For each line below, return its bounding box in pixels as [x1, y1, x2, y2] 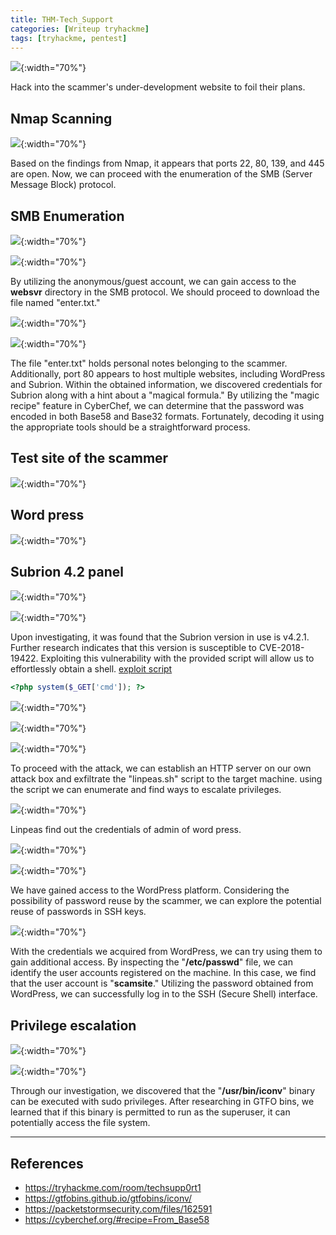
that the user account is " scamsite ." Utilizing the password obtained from [10, 977, 314, 990]
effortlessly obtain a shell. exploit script [10, 663, 173, 675]
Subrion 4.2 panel [10, 564, 124, 581]
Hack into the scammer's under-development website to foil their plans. [10, 81, 306, 93]
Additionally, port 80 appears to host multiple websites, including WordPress [10, 368, 326, 380]
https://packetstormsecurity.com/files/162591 [24, 1202, 213, 1215]
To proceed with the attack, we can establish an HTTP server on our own [10, 762, 312, 775]
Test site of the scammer [10, 450, 169, 467]
